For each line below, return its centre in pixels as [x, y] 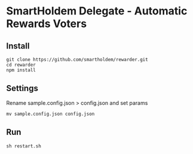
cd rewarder [21, 65]
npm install [21, 70]
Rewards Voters [47, 24]
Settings [22, 88]
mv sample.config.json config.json [50, 114]
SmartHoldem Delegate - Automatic [97, 11]
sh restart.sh [24, 146]
